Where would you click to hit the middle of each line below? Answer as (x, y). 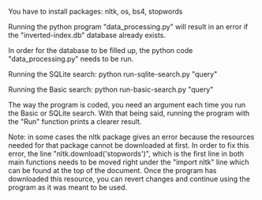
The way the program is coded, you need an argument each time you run (127, 105)
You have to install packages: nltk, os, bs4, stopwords (95, 11)
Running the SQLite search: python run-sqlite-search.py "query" (113, 74)
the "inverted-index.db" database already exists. (87, 35)
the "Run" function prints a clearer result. (75, 121)
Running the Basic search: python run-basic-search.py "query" (111, 89)
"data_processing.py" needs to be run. (71, 59)
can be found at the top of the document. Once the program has (112, 170)
